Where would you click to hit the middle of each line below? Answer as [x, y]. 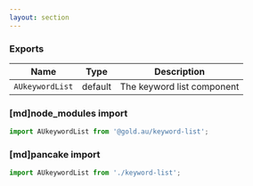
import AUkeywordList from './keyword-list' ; [95, 173]
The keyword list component [180, 86]
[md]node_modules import [69, 113]
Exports [27, 48]
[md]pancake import [55, 155]
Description [180, 71]
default [96, 86]
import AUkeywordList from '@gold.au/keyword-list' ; [109, 132]
